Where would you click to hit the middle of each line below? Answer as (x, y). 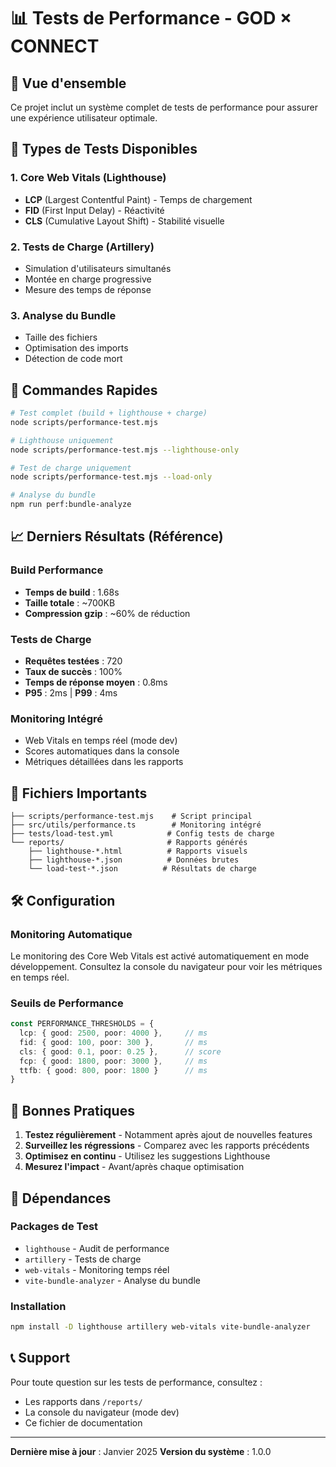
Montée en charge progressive (88, 279)
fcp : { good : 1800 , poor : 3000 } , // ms (113, 1061)
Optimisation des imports (76, 348)
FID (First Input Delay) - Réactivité (94, 210)
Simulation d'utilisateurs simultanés (98, 268)
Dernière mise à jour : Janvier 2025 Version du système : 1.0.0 (141, 1451)
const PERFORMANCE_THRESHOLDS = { (82, 1024)
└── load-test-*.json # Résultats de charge (142, 869)
